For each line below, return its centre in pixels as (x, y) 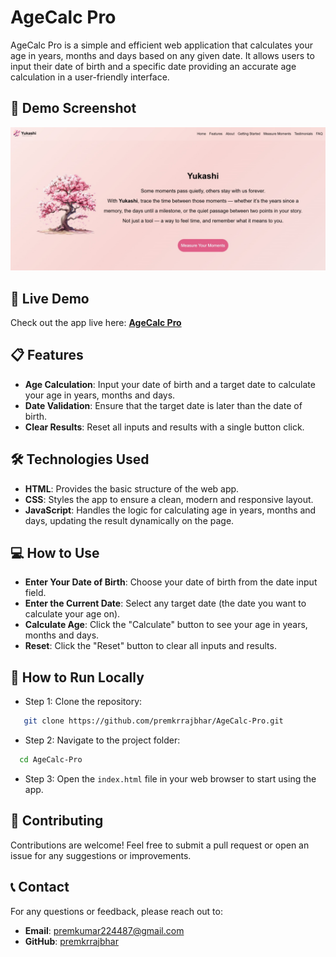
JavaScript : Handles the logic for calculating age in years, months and (170, 510)
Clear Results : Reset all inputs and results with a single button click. (164, 427)
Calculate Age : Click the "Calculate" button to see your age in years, (166, 625)
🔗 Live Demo (50, 298)
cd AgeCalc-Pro (51, 760)
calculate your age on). (72, 614)
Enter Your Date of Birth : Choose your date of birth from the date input (171, 582)
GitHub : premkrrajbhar (71, 941)
